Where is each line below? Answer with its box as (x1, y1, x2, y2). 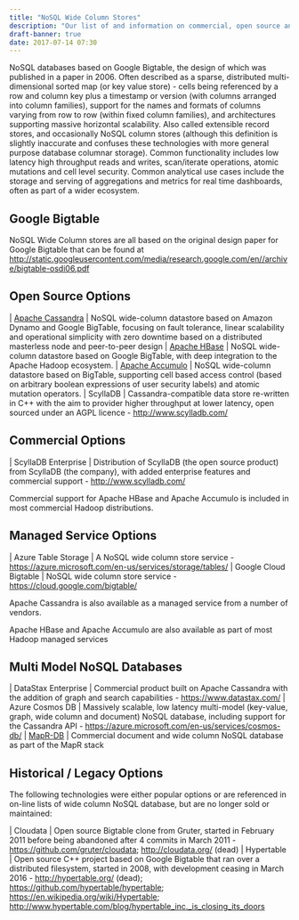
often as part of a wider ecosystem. (9, 185, 140, 196)
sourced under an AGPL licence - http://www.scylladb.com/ (9, 407, 229, 418)
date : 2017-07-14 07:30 (9, 37, 98, 47)
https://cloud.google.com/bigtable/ (9, 580, 138, 590)
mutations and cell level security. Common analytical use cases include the (9, 167, 285, 177)
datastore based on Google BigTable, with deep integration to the (38, 350, 278, 361)
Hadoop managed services (9, 633, 109, 644)
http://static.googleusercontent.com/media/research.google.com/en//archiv (9, 254, 287, 265)
